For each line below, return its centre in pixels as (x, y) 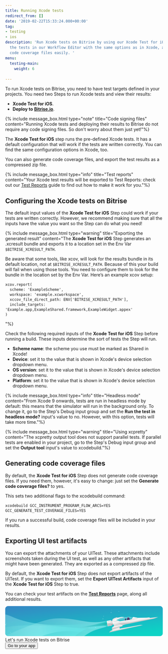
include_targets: (28, 304)
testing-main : (24, 63)
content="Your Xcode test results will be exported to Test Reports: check (80, 180)
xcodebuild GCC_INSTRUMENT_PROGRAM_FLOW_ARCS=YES (58, 505)
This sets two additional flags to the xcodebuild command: (65, 496)
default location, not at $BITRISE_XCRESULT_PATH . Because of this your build (82, 264)
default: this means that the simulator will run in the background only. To (79, 406)
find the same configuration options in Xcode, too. (57, 150)
